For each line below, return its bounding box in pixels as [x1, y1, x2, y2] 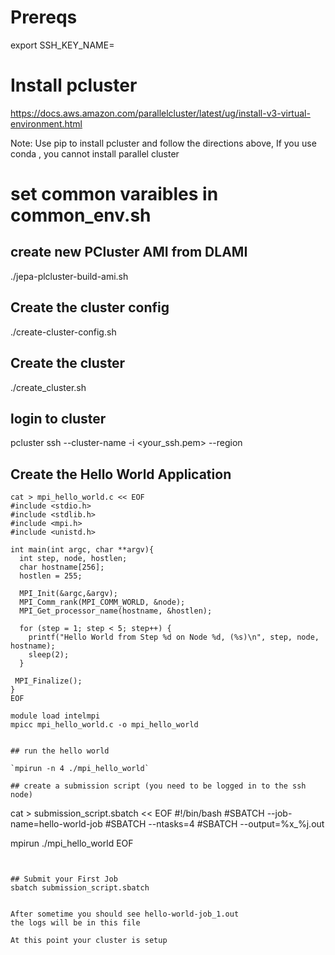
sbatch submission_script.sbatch [10, 883, 150, 893]
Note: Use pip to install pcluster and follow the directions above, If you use [10, 137, 317, 149]
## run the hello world [10, 746, 110, 756]
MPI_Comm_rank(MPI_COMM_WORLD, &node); [19, 597, 186, 608]
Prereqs [10, 6, 78, 29]
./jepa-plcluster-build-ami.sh [10, 270, 129, 282]
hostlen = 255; [19, 571, 83, 581]
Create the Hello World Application [10, 466, 232, 483]
